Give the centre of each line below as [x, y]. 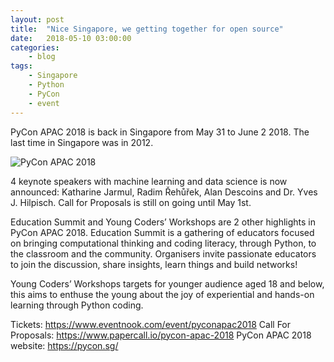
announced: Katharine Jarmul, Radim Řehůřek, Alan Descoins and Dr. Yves [164, 192]
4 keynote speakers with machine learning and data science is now [149, 181]
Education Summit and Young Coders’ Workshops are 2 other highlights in [163, 222]
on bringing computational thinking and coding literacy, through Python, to [163, 243]
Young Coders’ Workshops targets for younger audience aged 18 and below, [167, 283]
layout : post [37, 19]
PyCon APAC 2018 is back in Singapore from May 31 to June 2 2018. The [160, 132]
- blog [42, 57]
